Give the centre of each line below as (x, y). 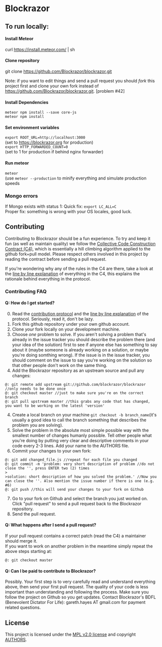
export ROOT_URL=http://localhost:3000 (45, 138)
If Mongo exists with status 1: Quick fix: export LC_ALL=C (61, 206)
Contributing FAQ (26, 291)
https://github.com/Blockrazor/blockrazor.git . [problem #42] (65, 91)
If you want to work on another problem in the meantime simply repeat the (79, 546)
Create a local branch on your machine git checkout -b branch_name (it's (84, 415)
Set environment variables (32, 127)
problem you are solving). (37, 425)
